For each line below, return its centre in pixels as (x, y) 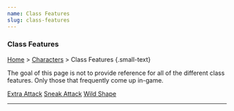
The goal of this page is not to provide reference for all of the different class (116, 73)
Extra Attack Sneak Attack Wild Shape (62, 94)
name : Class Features (39, 14)
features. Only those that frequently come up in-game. (85, 80)
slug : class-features (39, 20)
